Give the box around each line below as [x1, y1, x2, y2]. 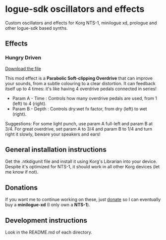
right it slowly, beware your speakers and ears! [5, 131, 101, 137]
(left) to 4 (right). [12, 100, 47, 106]
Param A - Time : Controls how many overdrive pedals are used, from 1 [12, 95, 157, 101]
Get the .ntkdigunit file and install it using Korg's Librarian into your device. [5, 158, 158, 164]
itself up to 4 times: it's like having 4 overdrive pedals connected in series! [5, 86, 157, 92]
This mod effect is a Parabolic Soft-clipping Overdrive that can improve [5, 75, 153, 81]
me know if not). [5, 169, 39, 175]
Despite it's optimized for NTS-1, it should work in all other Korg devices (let [5, 164, 160, 170]
